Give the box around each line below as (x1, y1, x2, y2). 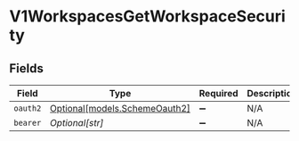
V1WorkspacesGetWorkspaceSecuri (9, 6, 287, 27)
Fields (9, 61, 44, 76)
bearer (13, 118, 42, 128)
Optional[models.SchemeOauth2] (50, 103, 191, 114)
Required (198, 87, 238, 99)
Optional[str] (50, 117, 104, 129)
